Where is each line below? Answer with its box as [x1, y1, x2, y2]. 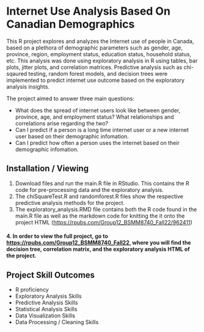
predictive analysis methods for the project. [15, 199, 125, 206]
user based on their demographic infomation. [15, 133, 129, 140]
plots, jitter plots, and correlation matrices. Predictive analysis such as [6, 63, 183, 71]
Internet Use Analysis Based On [6, 4, 171, 18]
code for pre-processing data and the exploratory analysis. [15, 186, 164, 193]
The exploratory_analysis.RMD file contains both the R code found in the [15, 205, 197, 213]
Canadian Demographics [6, 17, 135, 31]
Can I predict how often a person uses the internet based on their [15, 139, 180, 146]
